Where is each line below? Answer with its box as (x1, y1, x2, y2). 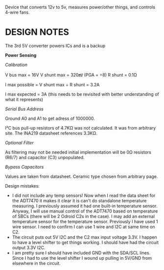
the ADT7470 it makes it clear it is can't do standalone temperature (12, 197, 147, 203)
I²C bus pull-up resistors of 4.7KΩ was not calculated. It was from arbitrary (5, 125, 156, 131)
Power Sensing (5, 52, 37, 58)
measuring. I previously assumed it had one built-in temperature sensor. (12, 203, 158, 209)
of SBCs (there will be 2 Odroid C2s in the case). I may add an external (12, 213, 155, 219)
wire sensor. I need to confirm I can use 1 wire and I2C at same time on (12, 223, 155, 230)
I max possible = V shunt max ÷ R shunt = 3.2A (5, 81, 100, 87)
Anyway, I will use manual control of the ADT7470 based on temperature (12, 208, 158, 214)
